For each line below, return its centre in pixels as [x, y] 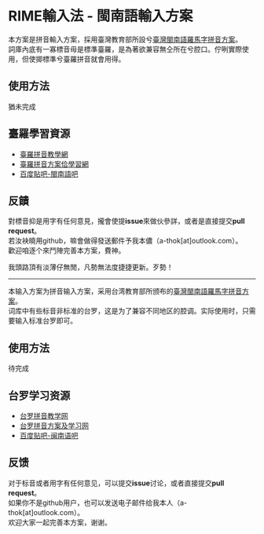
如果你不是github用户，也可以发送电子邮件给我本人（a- [97, 503]
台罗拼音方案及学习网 [54, 426]
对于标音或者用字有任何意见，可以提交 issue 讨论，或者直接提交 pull [116, 483]
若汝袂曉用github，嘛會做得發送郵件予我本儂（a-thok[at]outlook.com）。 [125, 241]
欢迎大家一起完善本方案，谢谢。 [60, 522]
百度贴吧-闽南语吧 [49, 435]
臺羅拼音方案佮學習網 [54, 164]
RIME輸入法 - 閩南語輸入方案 [101, 16]
